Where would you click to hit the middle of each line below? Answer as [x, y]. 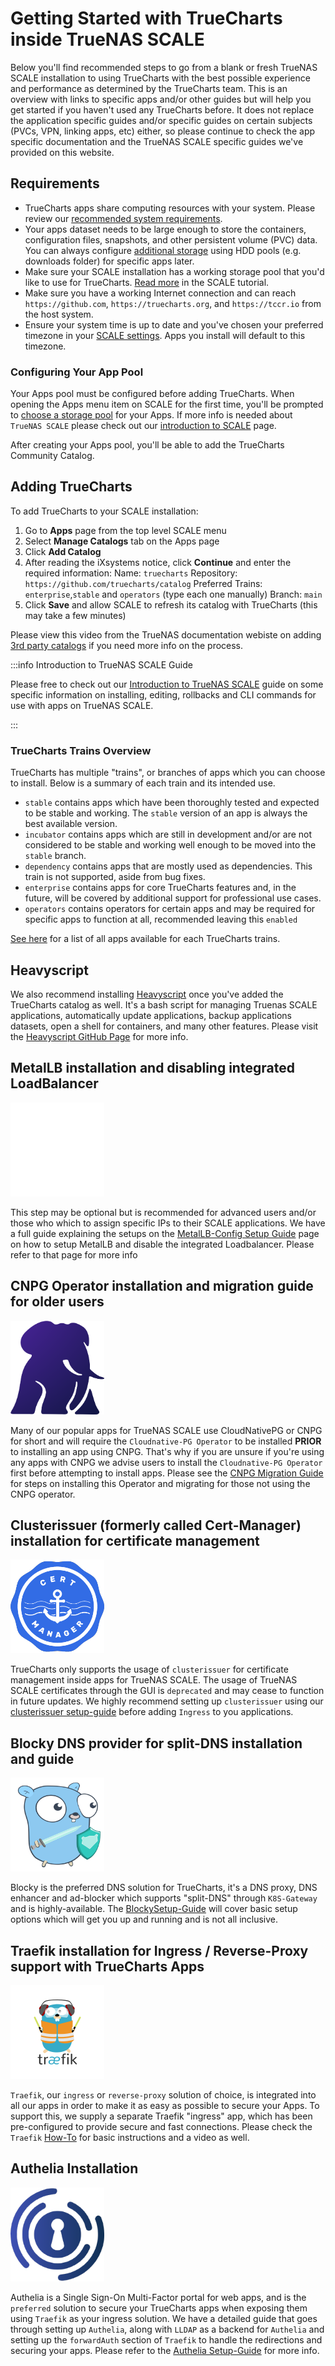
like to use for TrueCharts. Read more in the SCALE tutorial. [147, 282]
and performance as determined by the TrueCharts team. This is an [149, 88]
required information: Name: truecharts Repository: [131, 573]
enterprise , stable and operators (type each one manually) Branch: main [173, 594]
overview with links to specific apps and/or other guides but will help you [161, 99]
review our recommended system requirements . [123, 218]
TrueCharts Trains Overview [81, 750]
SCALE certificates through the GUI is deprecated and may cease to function [167, 1691]
